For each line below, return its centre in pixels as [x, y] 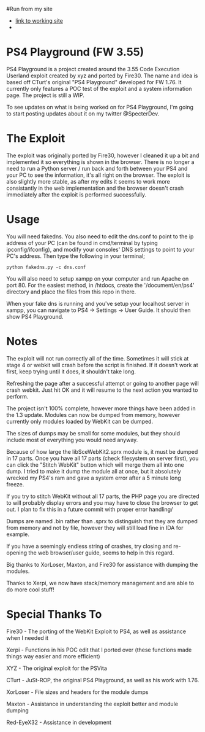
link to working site [39, 21]
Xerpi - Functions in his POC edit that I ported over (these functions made [99, 650]
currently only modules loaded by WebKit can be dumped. [80, 421]
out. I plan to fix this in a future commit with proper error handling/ [90, 509]
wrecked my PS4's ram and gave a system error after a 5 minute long [94, 478]
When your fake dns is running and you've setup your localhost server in [98, 303]
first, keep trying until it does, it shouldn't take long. [71, 372]
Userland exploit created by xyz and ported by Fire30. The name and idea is [102, 76]
